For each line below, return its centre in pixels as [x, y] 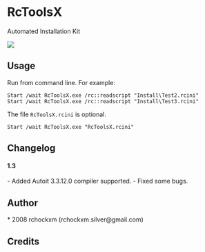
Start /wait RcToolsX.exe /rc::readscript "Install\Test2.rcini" [103, 95]
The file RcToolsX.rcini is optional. [57, 114]
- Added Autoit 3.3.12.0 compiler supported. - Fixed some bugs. [98, 181]
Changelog [31, 148]
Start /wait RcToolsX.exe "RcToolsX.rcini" [71, 127]
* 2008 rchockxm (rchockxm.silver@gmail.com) [75, 219]
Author [22, 202]
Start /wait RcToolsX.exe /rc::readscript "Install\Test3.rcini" [103, 101]
